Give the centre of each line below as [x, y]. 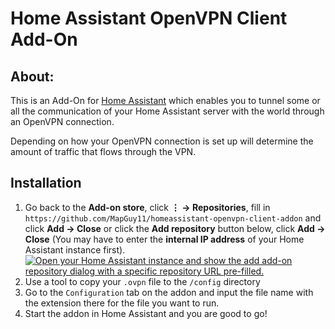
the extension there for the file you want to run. [122, 303]
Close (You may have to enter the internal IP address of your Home [164, 239]
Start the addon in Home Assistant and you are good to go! [146, 313]
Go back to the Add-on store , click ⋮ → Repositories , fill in [147, 207]
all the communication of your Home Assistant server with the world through [167, 111]
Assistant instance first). [75, 249]
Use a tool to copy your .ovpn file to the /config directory [142, 281]
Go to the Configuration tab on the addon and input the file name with [169, 292]
